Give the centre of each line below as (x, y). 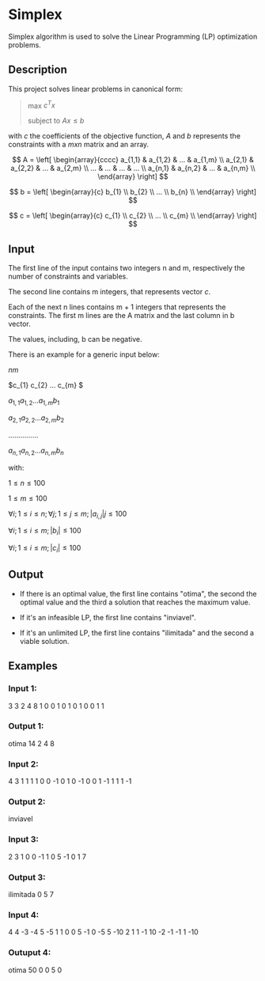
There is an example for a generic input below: (84, 354)
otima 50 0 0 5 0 (35, 970)
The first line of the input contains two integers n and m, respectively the (127, 268)
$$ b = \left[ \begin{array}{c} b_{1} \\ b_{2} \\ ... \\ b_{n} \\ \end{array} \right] (133, 192)
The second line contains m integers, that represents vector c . (110, 292)
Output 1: (26, 726)
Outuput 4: (30, 953)
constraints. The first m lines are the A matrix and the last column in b (121, 316)
